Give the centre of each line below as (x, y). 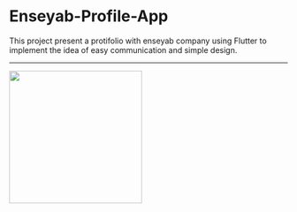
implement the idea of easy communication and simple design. (123, 49)
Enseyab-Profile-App (89, 16)
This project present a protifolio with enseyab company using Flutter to (138, 41)
